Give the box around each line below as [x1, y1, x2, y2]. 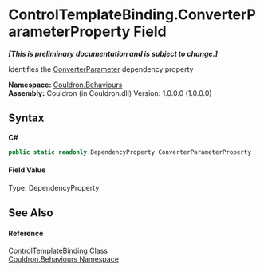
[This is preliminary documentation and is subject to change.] [8, 49, 218, 58]
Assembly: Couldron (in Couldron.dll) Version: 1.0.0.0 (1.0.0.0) [8, 88, 213, 97]
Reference [8, 228, 44, 238]
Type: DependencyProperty [8, 183, 100, 192]
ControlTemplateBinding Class [8, 246, 108, 256]
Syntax [8, 112, 45, 125]
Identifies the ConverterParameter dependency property [8, 64, 194, 73]
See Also [8, 206, 53, 220]
